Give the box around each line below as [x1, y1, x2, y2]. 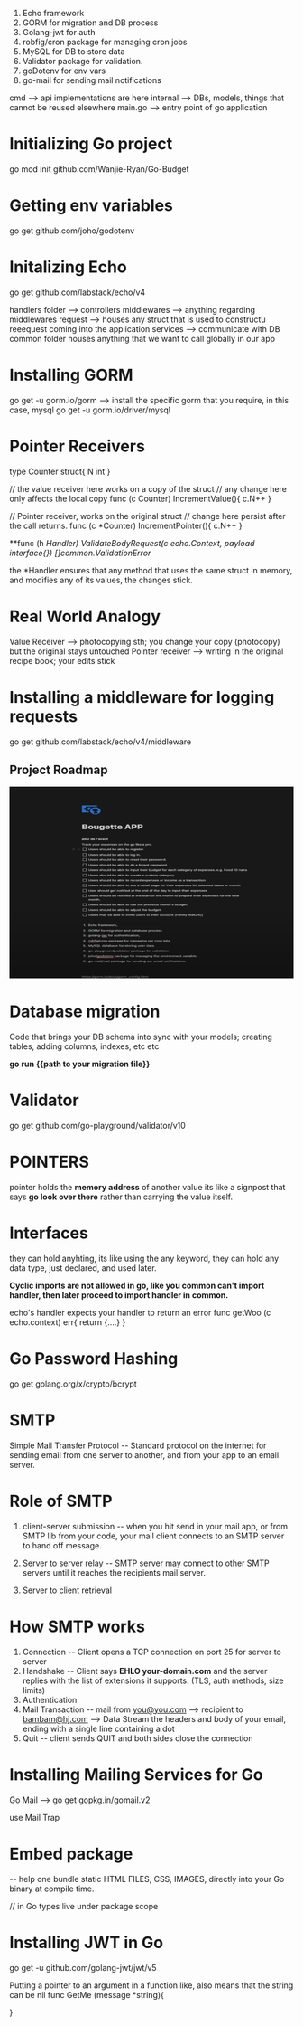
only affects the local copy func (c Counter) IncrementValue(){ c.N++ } [9, 493, 272, 504]
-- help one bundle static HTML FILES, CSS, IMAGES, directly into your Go [9, 1873, 285, 1884]
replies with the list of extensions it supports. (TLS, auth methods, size [22, 1675, 284, 1686]
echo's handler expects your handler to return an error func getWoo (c [9, 1307, 271, 1318]
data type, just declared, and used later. [9, 1263, 157, 1273]
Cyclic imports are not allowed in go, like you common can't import [9, 1280, 265, 1291]
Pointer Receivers [9, 436, 146, 456]
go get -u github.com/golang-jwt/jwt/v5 [9, 1962, 157, 1973]
